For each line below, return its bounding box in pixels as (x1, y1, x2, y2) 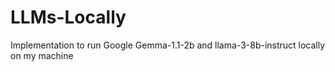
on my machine (10, 49, 74, 61)
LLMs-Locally (10, 6, 127, 29)
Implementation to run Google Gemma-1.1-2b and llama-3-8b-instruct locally (10, 39, 326, 51)
